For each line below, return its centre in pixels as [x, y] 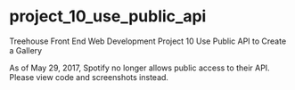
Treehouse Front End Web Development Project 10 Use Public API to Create [148, 41]
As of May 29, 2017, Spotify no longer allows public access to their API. [139, 68]
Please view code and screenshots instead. [89, 77]
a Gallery [26, 50]
